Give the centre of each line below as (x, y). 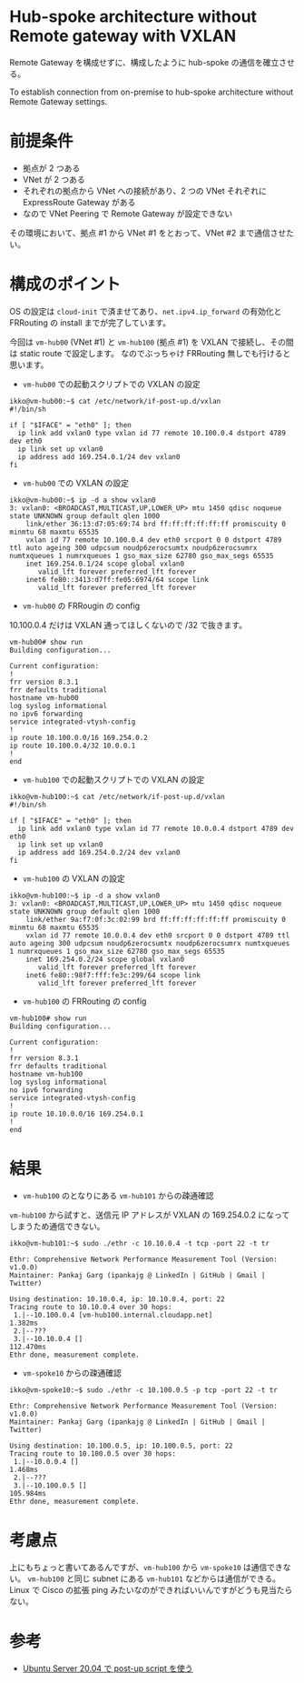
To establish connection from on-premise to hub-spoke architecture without (152, 92)
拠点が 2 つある (51, 168)
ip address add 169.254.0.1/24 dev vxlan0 (99, 456)
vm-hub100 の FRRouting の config (84, 1001)
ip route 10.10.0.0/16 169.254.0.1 (77, 1114)
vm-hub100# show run (49, 1018)
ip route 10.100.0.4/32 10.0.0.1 (73, 746)
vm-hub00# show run (46, 642)
